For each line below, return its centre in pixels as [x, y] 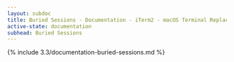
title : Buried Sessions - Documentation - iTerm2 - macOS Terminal [107, 20]
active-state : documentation [49, 26]
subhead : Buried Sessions [45, 33]
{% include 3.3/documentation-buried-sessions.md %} [86, 52]
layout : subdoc [29, 13]
